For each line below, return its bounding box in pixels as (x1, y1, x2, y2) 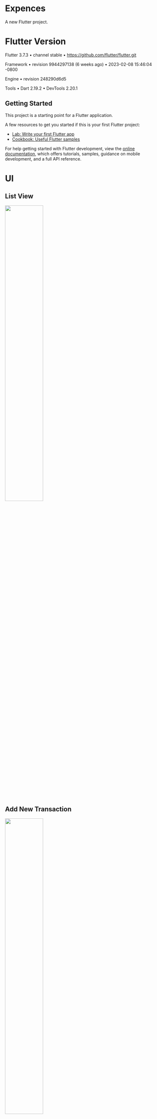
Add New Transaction (5, 805, 71, 813)
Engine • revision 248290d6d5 (5, 76, 67, 81)
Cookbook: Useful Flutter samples (12, 136, 80, 142)
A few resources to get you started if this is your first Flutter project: (5, 122, 140, 128)
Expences (5, 3, 46, 14)
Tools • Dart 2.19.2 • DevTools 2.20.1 (5, 85, 78, 91)
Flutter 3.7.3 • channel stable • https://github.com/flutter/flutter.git (5, 52, 137, 58)
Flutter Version (5, 36, 66, 47)
